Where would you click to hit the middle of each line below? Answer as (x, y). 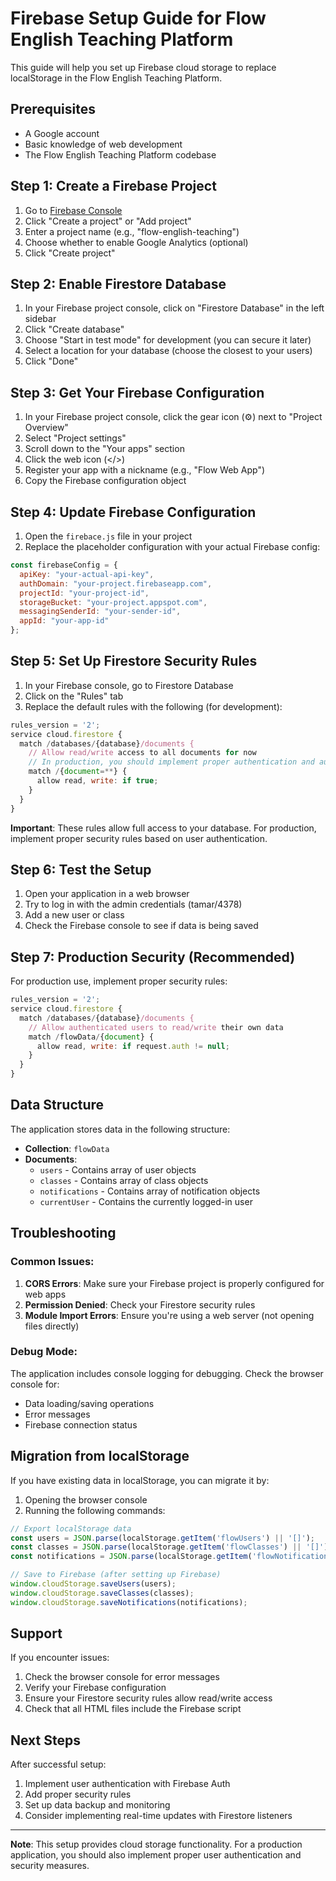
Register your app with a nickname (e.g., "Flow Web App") (145, 470)
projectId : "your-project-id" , (84, 593)
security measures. (50, 1866)
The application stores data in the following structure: (120, 1129)
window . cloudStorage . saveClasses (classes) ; (102, 1593)
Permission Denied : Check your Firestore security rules (140, 1304)
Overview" (46, 428)
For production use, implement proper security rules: (119, 981)
